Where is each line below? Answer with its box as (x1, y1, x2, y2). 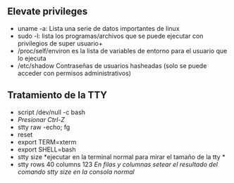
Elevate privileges (7, 6, 88, 18)
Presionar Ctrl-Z (17, 115, 66, 123)
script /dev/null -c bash (17, 108, 86, 116)
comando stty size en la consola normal (17, 168, 135, 176)
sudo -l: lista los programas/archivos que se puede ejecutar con (17, 32, 204, 40)
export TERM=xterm (17, 137, 77, 146)
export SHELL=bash (17, 145, 76, 154)
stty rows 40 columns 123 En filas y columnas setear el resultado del (17, 160, 218, 168)
